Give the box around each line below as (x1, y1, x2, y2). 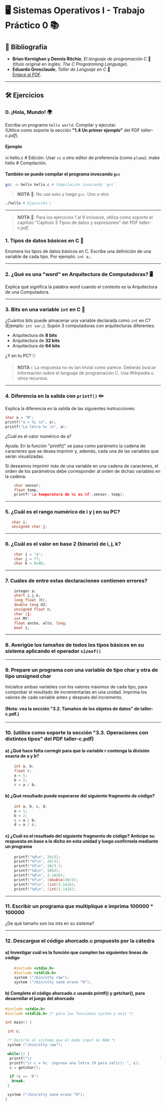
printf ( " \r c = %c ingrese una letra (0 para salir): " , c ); (9, 1061, 140, 1065)
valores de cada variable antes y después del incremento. (5, 694, 123, 700)
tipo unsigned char (5, 673, 52, 680)
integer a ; (14, 589, 37, 594)
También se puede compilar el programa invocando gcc (5, 171, 121, 177)
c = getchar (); (9, 1065, 41, 1070)
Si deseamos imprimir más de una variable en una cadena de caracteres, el (5, 463, 159, 468)
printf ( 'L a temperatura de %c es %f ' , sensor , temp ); (14, 492, 125, 497)
